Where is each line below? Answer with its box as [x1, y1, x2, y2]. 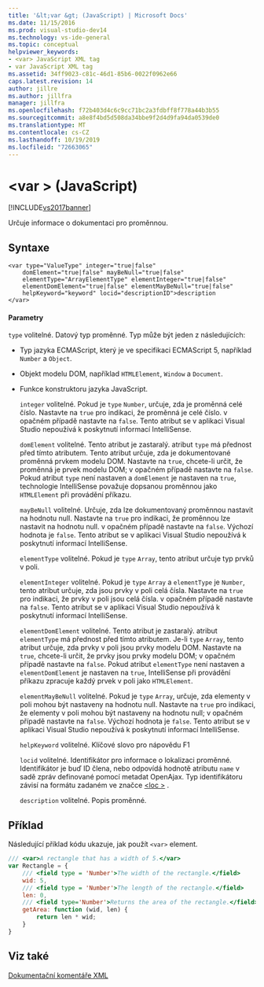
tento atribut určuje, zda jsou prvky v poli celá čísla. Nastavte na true [19, 586, 244, 595]
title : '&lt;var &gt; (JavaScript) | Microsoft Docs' [8, 11, 189, 20]
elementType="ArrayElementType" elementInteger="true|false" [22, 276, 226, 284]
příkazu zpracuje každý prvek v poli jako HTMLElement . [19, 676, 194, 686]
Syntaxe [8, 241, 49, 254]
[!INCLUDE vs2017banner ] [8, 203, 92, 212]
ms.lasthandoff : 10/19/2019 [8, 135, 101, 144]
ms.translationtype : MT [8, 121, 86, 129]
